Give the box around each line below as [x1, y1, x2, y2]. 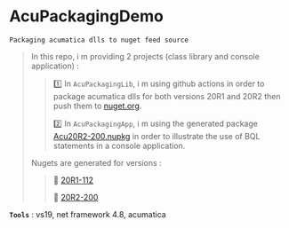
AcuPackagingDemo [9, 6, 165, 27]
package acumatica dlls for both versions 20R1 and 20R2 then [52, 90, 281, 101]
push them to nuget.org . [52, 100, 142, 111]
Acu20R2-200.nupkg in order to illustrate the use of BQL [52, 130, 261, 141]
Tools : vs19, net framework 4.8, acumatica [9, 208, 166, 219]
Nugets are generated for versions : [30, 157, 162, 168]
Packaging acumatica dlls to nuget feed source [9, 35, 189, 44]
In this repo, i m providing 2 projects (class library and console [30, 51, 260, 61]
